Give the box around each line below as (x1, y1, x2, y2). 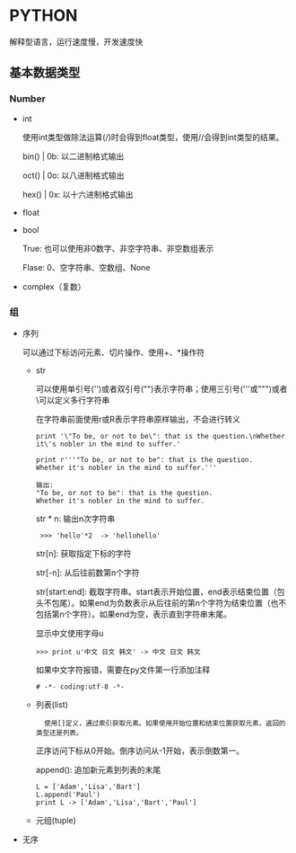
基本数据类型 (9, 65, 81, 81)
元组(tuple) (35, 814, 76, 825)
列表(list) (35, 698, 69, 710)
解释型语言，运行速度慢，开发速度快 (9, 36, 144, 47)
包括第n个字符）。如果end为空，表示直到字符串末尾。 (35, 609, 231, 619)
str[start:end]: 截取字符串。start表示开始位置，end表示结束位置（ (35, 586, 277, 597)
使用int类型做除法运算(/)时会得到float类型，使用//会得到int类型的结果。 (22, 131, 284, 142)
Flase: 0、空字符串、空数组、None (22, 262, 151, 272)
